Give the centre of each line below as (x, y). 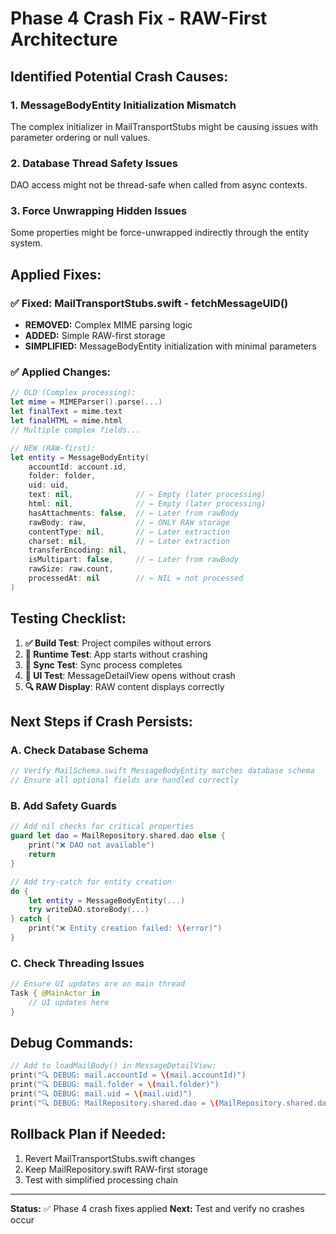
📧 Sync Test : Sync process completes (103, 664)
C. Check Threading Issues (77, 963)
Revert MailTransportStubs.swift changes (110, 1158)
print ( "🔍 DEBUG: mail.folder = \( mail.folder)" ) (115, 1085)
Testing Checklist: (68, 618)
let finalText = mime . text (66, 412)
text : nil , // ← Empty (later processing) (147, 495)
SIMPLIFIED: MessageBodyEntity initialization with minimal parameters (170, 346)
